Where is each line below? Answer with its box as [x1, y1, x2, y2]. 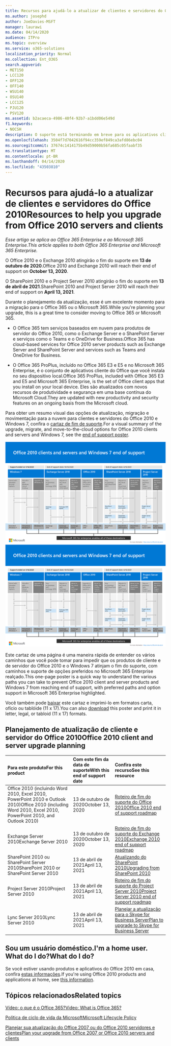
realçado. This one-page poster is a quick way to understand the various [5, 673, 157, 679]
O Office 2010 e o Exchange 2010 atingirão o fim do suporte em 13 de [5, 257, 151, 263]
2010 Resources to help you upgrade [5, 209, 162, 221]
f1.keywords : [5, 122, 33, 127]
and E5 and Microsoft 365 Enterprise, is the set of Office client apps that [12, 378, 165, 384]
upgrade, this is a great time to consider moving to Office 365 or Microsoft [5, 310, 161, 316]
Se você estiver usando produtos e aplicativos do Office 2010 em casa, [5, 965, 155, 971]
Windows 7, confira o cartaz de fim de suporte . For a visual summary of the [5, 420, 162, 426]
